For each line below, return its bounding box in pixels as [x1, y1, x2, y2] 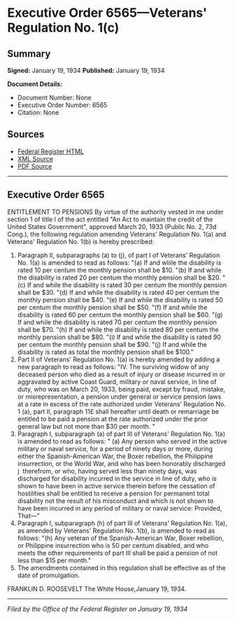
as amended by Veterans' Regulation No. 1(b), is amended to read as [17, 526, 215, 535]
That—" [17, 511, 41, 520]
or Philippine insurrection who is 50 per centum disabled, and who [17, 541, 209, 549]
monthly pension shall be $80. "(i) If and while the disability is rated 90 [17, 333, 222, 341]
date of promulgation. [17, 571, 80, 579]
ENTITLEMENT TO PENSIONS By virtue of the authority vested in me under [7, 207, 224, 216]
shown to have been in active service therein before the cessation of [17, 481, 215, 490]
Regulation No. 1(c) [7, 20, 120, 36]
